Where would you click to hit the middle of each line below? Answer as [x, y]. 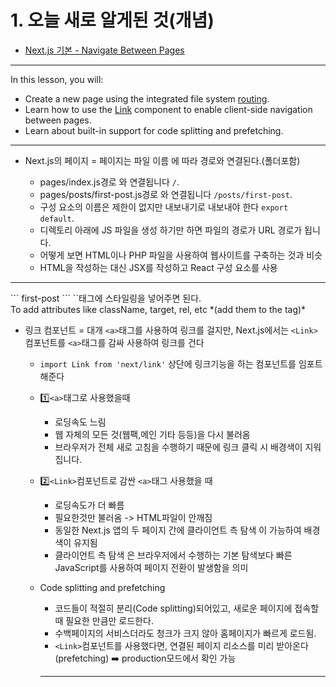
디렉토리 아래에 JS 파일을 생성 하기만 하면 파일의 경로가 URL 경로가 [171, 230]
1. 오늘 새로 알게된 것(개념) [112, 20]
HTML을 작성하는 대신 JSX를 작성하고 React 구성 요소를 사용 [158, 267]
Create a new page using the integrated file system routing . [147, 98]
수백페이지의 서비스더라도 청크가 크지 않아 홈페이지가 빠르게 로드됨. [185, 633]
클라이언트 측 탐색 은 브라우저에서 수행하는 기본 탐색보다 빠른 [173, 555]
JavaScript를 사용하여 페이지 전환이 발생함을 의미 [151, 567]
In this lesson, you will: [57, 79]
